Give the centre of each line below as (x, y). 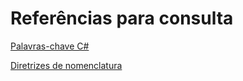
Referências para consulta (122, 18)
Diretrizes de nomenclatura (66, 65)
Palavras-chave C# (50, 46)
